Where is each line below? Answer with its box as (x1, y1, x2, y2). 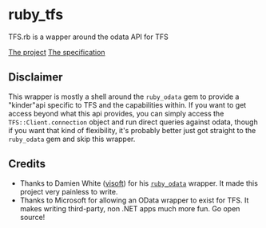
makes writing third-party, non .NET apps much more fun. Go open (19, 203, 240, 213)
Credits (8, 157, 46, 171)
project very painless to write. (19, 187, 118, 196)
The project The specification (8, 47, 105, 57)
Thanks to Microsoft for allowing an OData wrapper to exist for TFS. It (19, 195, 249, 205)
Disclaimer (8, 70, 63, 85)
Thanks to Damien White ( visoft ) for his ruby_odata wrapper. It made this (19, 178, 258, 188)
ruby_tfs (8, 6, 64, 24)
